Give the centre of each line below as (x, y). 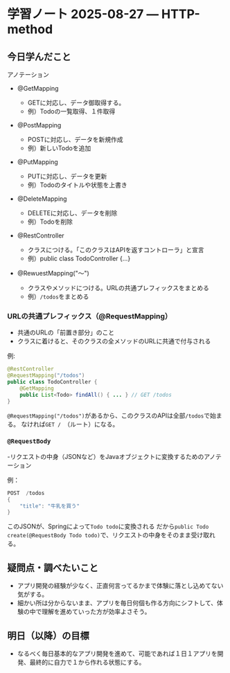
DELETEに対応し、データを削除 (72, 213)
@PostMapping (39, 125)
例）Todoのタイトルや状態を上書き (77, 185)
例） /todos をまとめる (58, 296)
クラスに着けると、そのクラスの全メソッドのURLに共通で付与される (114, 341)
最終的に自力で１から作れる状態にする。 (87, 662)
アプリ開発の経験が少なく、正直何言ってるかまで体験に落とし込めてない (120, 586)
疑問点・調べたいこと (53, 567)
